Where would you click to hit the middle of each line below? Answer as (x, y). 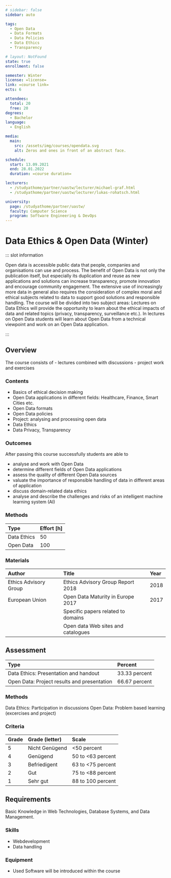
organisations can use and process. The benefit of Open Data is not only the (85, 271)
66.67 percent (135, 681)
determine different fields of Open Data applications (67, 470)
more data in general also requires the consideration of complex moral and (83, 292)
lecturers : (17, 183)
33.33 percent (135, 673)
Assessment (26, 650)
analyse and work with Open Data (48, 464)
